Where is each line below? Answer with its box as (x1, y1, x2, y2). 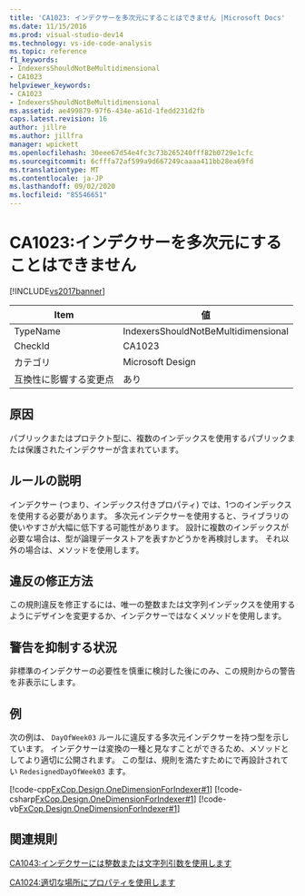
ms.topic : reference (9, 47, 88, 56)
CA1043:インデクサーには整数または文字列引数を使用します (9, 857, 232, 868)
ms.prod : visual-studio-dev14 (9, 30, 124, 39)
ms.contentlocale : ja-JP (9, 173, 103, 182)
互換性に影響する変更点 (14, 373, 115, 386)
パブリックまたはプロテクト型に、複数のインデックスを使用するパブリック (9, 432, 288, 443)
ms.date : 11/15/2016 (9, 22, 88, 31)
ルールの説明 (9, 473, 82, 488)
